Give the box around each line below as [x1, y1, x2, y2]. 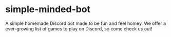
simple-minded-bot [5, 4, 91, 15]
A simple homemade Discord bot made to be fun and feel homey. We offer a [5, 20, 166, 26]
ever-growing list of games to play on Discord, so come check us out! [5, 25, 153, 31]
